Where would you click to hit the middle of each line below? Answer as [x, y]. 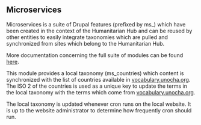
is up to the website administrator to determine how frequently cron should [99, 110]
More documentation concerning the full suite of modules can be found [95, 55]
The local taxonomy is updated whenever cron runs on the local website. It [99, 104]
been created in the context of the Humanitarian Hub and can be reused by [99, 31]
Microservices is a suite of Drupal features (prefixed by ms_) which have [96, 24]
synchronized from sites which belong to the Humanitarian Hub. [85, 43]
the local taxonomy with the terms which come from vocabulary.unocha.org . [101, 92]
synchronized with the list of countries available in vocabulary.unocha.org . [98, 79]
